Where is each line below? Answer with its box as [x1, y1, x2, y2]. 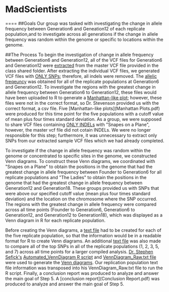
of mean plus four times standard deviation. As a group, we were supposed [5, 116, 162, 122]
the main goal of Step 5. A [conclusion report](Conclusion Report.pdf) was [5, 275, 160, 281]
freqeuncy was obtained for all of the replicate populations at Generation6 [5, 78, 159, 85]
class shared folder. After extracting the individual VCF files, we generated [5, 67, 160, 74]
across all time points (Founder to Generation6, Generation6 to [5, 206, 135, 213]
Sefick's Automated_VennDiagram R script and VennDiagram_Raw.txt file [5, 254, 156, 260]
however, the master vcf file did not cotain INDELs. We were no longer [5, 127, 151, 133]
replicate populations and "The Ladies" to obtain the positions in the [5, 174, 147, 180]
